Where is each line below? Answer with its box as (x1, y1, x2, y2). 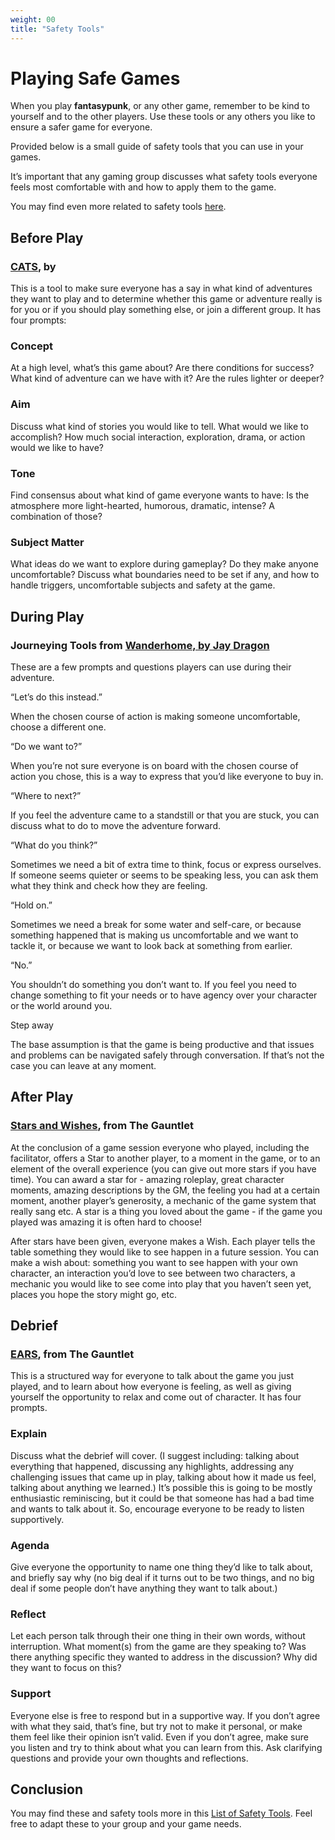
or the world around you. (10, 1000, 113, 1011)
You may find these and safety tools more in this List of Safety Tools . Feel (10, 1807, 313, 1820)
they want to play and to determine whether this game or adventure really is (10, 293, 323, 305)
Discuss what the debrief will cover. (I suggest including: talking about (10, 1449, 300, 1461)
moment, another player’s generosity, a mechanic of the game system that (10, 1194, 317, 1206)
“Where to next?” (10, 790, 82, 801)
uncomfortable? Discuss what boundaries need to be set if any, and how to (10, 569, 320, 581)
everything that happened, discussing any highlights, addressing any (10, 1460, 295, 1472)
